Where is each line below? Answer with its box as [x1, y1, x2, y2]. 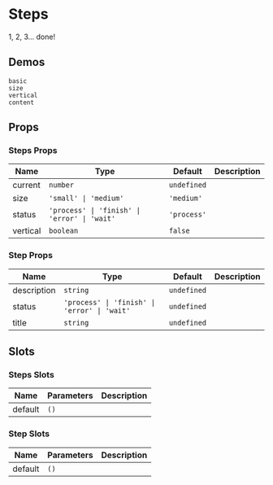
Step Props [8, 250, 53, 261]
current [12, 180, 41, 191]
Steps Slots [8, 369, 54, 381]
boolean [48, 226, 79, 236]
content [8, 98, 35, 107]
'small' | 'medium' [48, 194, 124, 203]
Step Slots [8, 428, 50, 439]
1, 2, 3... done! [8, 32, 55, 42]
